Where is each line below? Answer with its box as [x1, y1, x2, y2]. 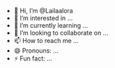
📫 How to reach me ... [13, 37, 79, 44]
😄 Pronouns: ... [13, 46, 59, 55]
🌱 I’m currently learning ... [13, 22, 89, 29]
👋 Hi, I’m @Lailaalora [13, 7, 73, 15]
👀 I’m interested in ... [13, 14, 73, 22]
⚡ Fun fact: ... [13, 54, 52, 62]
